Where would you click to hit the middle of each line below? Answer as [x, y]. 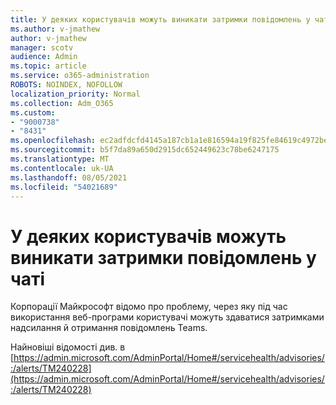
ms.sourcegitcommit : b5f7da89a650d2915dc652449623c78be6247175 [145, 150]
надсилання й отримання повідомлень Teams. [109, 328]
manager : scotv [42, 47]
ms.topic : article [48, 66]
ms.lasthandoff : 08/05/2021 [69, 177]
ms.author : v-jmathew [55, 29]
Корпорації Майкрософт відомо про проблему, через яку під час [149, 307]
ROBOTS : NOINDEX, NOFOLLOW [66, 85]
